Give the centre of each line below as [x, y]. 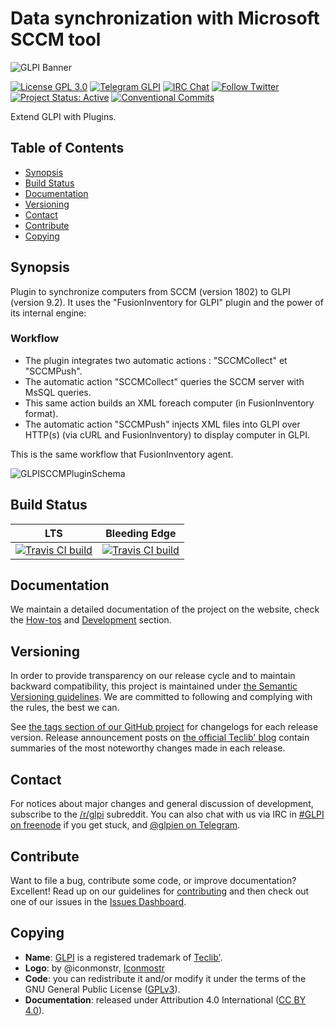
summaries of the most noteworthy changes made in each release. [148, 748]
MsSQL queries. [58, 392]
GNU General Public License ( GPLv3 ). [102, 989]
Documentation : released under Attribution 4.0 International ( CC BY [165, 999]
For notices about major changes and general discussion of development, [162, 804]
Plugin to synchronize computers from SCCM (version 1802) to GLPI [150, 291]
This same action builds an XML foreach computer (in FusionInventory [169, 403]
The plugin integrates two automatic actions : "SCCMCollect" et [156, 360]
